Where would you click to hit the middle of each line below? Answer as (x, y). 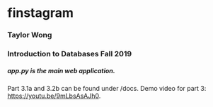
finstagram (41, 13)
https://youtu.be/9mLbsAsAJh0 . (54, 96)
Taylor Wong (30, 35)
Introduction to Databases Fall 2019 (70, 54)
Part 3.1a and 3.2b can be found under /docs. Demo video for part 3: (107, 88)
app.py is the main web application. (61, 70)
